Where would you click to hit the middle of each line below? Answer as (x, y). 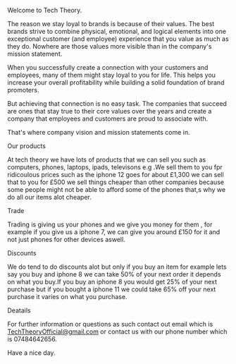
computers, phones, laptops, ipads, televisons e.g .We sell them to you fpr (115, 167)
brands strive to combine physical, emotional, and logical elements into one (117, 31)
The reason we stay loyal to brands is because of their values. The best (111, 24)
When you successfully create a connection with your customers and (108, 67)
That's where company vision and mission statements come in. (99, 132)
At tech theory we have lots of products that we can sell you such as (107, 159)
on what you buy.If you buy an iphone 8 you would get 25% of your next (112, 282)
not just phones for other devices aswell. (66, 239)
